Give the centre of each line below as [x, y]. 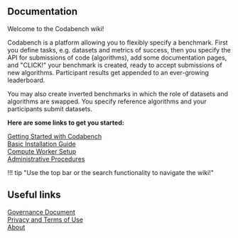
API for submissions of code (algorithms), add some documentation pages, [117, 57]
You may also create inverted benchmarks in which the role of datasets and [118, 93]
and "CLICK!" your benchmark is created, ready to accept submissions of [115, 65]
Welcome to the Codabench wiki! [56, 28]
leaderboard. [26, 80]
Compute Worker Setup [42, 151]
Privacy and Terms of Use [45, 220]
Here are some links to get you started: [66, 123]
